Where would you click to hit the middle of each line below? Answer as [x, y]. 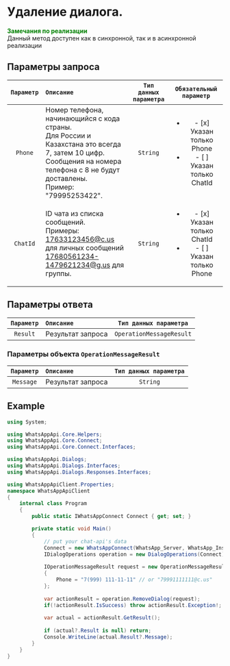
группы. [59, 273]
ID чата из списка [75, 213]
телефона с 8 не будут [82, 170]
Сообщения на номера [84, 161]
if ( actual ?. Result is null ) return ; [98, 631]
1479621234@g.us [78, 264]
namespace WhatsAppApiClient [49, 491]
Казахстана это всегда [84, 144]
